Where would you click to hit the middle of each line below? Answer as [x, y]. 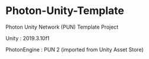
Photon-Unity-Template [65, 11]
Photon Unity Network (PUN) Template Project [62, 27]
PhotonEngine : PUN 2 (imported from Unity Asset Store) [75, 49]
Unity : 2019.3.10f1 [27, 38]
